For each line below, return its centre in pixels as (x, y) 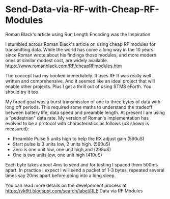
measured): (17, 129)
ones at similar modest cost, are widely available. (57, 60)
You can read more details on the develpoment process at (66, 185)
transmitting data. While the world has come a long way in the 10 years (79, 49)
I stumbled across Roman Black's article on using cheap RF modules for (81, 44)
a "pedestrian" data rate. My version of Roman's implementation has (77, 118)
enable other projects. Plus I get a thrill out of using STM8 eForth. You (78, 86)
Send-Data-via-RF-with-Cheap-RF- (82, 9)
